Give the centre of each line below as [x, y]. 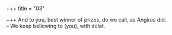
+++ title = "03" [26, 8]
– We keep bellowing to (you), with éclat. [56, 26]
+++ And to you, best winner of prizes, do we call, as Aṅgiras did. [86, 20]
